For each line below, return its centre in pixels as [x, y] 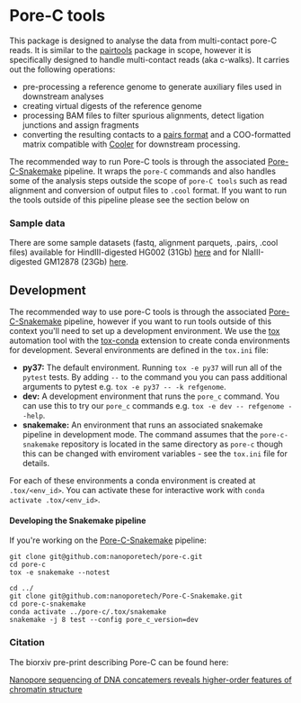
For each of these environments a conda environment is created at [133, 481]
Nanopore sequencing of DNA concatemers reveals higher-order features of [150, 680]
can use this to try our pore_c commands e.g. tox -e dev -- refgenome [153, 406]
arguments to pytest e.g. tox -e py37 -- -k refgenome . [124, 387]
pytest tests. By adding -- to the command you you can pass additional [155, 377]
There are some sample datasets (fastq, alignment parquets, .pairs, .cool [144, 243]
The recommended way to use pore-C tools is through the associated [138, 312]
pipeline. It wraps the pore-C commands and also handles [170, 171]
